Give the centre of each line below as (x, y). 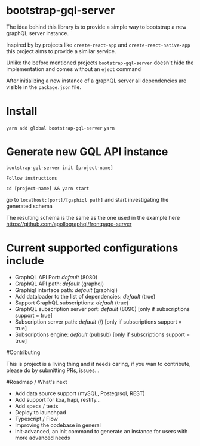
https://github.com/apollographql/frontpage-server (69, 224)
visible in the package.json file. (44, 87)
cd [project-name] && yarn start (48, 189)
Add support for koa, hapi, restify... (58, 399)
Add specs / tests (36, 406)
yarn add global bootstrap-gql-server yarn (61, 128)
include (25, 261)
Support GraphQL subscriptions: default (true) (72, 303)
